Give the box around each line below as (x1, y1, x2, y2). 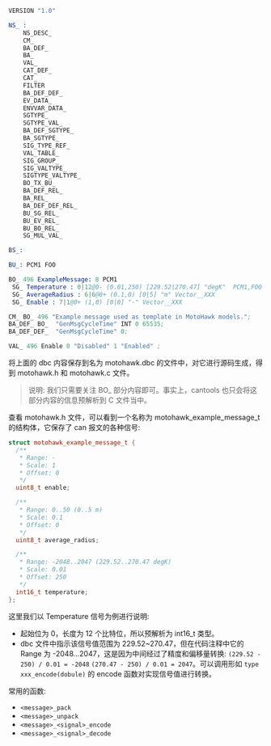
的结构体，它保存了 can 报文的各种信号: (8, 423, 141, 432)
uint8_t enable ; (15, 484, 70, 492)
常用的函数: (8, 686, 47, 696)
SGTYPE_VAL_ (23, 119, 63, 128)
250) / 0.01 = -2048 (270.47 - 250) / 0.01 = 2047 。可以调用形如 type (19, 659, 259, 668)
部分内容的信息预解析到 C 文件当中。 (28, 395, 151, 405)
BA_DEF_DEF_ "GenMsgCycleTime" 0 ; (8, 327, 129, 336)
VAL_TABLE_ (23, 149, 60, 157)
